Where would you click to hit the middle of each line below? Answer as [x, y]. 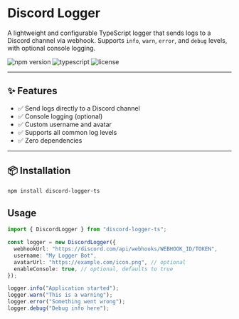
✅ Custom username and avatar [65, 124]
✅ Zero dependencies [50, 140]
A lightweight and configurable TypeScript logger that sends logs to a [109, 33]
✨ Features [32, 91]
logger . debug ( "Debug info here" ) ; [59, 308]
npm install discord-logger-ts [54, 191]
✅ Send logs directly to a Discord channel [79, 108]
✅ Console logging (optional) [60, 116]
